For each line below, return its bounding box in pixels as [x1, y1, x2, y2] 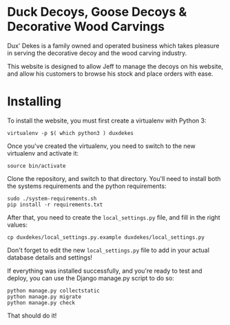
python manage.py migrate [7, 293, 81, 300]
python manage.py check [7, 299, 76, 306]
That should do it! [7, 311, 57, 319]
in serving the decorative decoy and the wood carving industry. [7, 49, 187, 57]
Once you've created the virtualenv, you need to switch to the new [7, 142, 196, 150]
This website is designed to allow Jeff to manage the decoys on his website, [7, 62, 224, 70]
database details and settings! [7, 253, 93, 262]
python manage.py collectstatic [7, 287, 100, 294]
